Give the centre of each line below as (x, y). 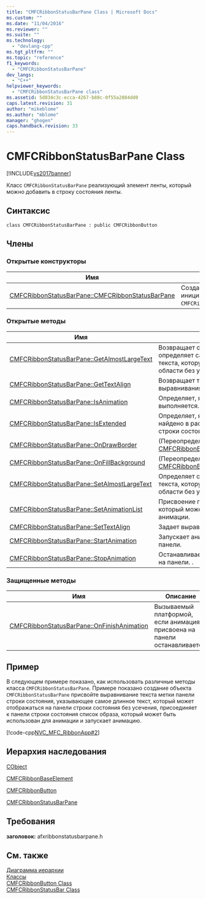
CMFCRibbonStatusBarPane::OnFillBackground (77, 462)
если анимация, (178, 622)
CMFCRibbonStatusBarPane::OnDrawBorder (73, 445)
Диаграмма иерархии (35, 870)
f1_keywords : (23, 63)
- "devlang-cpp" (32, 47)
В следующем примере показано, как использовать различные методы (101, 681)
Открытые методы (36, 321)
